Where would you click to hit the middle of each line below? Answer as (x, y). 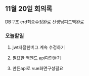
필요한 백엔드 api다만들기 (37, 58)
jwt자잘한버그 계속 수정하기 (39, 47)
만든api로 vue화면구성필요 (38, 69)
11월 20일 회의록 (29, 9)
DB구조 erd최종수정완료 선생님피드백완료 (44, 22)
